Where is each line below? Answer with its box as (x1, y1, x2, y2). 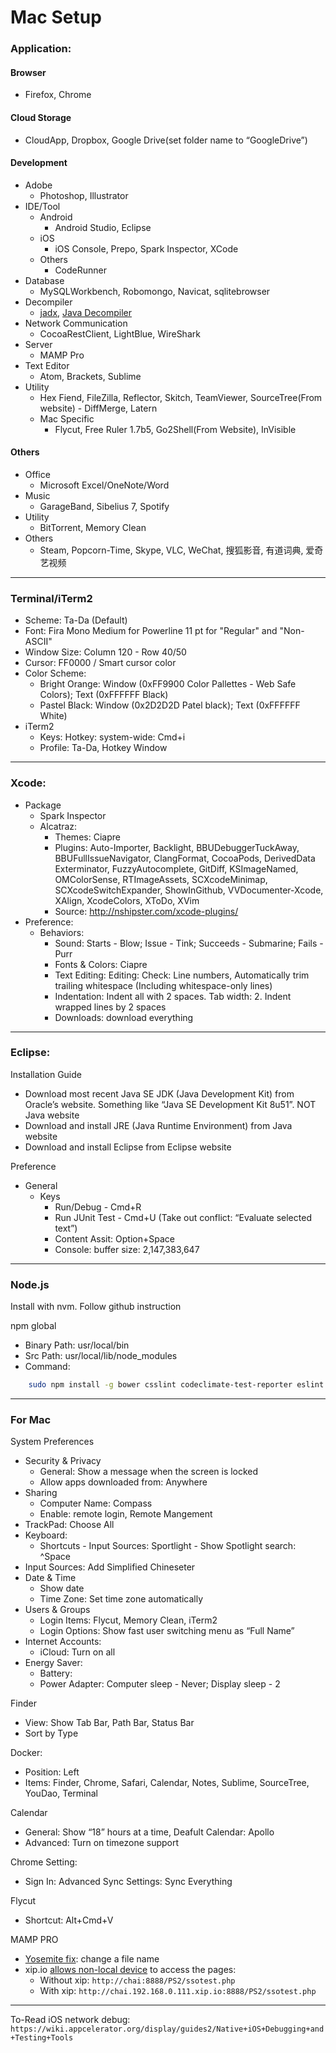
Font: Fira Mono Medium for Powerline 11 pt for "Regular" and (24, 625, 278, 637)
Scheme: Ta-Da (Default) (24, 614, 128, 626)
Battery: (39, 1667, 73, 1680)
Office (24, 468, 51, 480)
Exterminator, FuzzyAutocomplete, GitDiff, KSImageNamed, (54, 862, 299, 875)
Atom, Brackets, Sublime (39, 370, 142, 382)
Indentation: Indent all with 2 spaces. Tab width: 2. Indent (54, 990, 292, 1002)
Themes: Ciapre (54, 831, 121, 843)
